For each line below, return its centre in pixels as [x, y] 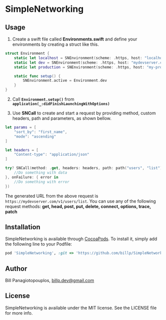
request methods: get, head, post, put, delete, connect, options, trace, [78, 206]
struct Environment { [27, 53]
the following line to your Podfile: [39, 244]
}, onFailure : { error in [32, 177]
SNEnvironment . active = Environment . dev [65, 81]
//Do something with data [41, 173]
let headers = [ [22, 150]
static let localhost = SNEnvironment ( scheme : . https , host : [78, 58]
